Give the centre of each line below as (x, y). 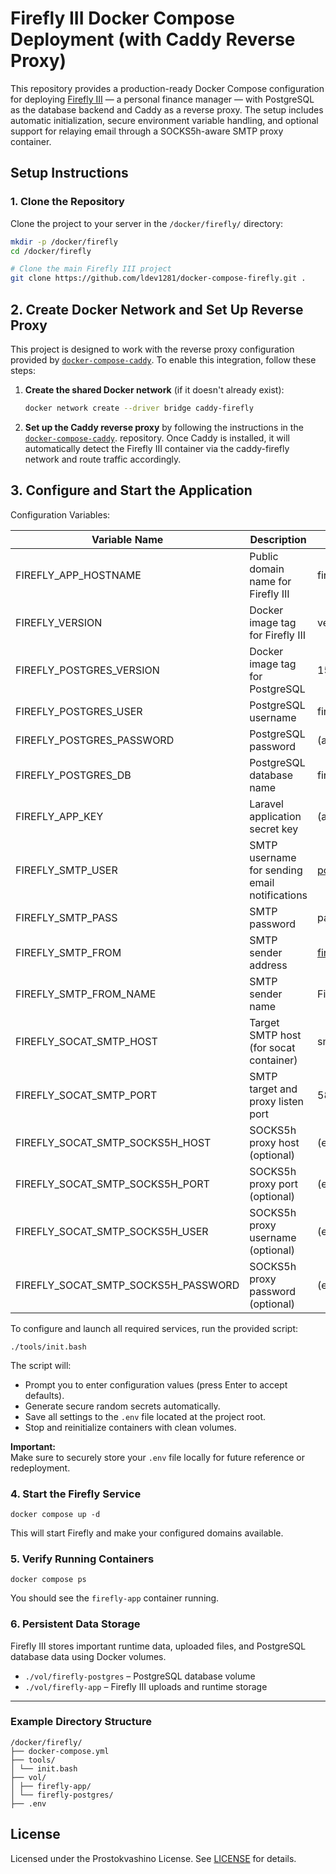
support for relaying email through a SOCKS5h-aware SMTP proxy (147, 131)
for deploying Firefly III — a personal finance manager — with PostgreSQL (162, 99)
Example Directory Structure (81, 1722)
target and (273, 1089)
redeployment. (40, 1468)
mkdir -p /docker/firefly (64, 242)
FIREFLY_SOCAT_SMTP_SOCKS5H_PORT (112, 1184)
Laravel (266, 804)
